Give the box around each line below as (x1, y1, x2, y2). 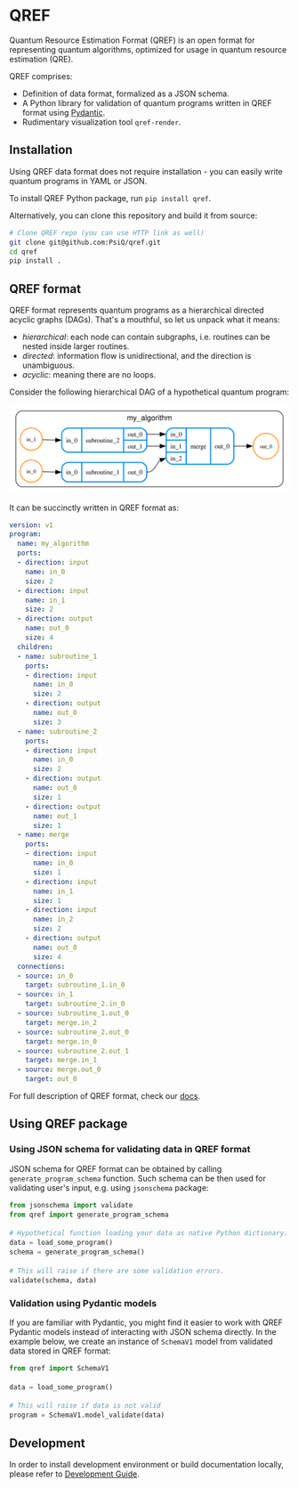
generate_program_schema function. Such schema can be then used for (9, 1173, 267, 1183)
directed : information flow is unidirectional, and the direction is (21, 351, 252, 362)
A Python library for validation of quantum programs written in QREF (21, 97, 272, 108)
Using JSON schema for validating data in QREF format (9, 1143, 251, 1156)
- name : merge (17, 830, 69, 840)
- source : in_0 (17, 972, 74, 980)
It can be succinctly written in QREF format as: (9, 502, 180, 513)
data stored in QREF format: (9, 1346, 111, 1356)
